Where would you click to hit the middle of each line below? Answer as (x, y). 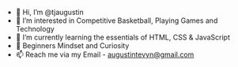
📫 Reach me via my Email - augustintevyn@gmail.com (105, 54)
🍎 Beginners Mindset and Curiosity (72, 46)
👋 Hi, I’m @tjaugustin (50, 12)
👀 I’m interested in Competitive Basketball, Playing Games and (117, 20)
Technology (35, 29)
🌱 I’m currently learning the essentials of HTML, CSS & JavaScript (123, 37)
